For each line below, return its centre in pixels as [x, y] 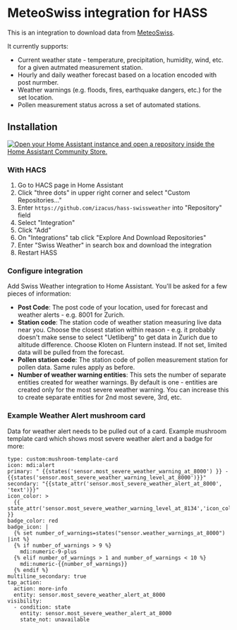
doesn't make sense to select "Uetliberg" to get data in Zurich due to [117, 337]
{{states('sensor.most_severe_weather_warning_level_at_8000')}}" [107, 478]
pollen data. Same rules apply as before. [76, 368]
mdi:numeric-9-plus [49, 552]
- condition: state [42, 607]
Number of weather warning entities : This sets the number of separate [122, 375]
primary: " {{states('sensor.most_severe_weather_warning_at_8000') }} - [118, 471]
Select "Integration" [46, 223]
